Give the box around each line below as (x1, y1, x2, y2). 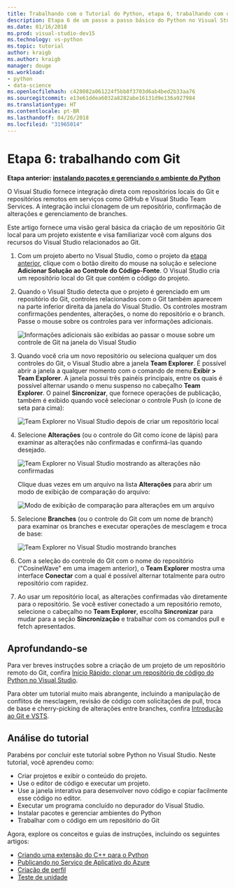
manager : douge (7, 62, 52, 69)
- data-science (7, 82, 52, 89)
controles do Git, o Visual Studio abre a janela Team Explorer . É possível (17, 359, 227, 368)
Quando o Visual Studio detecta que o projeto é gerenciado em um (17, 287, 210, 296)
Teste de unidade (17, 873, 68, 882)
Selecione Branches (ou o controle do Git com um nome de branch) (17, 515, 213, 523)
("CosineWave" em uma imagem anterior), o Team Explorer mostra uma (17, 564, 225, 573)
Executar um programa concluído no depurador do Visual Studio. (17, 801, 205, 810)
